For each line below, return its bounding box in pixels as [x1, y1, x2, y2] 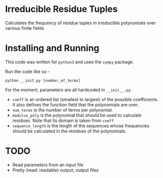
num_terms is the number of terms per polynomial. [12, 107, 113, 113]
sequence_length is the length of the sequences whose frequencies [12, 122, 150, 128]
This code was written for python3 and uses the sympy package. [5, 59, 134, 65]
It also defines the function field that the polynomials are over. [12, 102, 139, 108]
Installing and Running [5, 43, 100, 54]
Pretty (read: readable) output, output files [12, 167, 99, 173]
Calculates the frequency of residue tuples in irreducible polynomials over [5, 20, 156, 26]
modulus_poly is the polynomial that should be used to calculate [12, 112, 142, 118]
